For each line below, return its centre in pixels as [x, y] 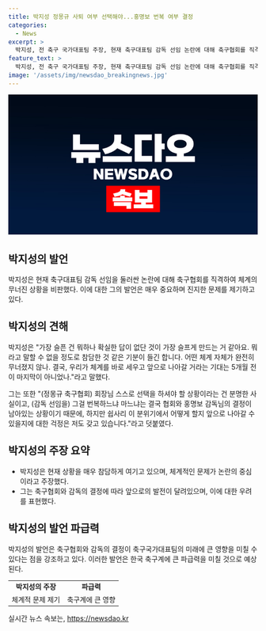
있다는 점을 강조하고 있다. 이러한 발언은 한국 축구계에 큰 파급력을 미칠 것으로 [125, 559]
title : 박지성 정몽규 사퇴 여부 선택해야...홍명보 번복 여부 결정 [101, 17]
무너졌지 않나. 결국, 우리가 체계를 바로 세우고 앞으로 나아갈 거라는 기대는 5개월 [128, 367]
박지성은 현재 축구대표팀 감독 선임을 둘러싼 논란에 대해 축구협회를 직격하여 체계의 [133, 279]
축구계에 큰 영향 [91, 599]
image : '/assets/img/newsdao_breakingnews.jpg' [88, 75]
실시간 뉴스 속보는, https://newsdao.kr [68, 618]
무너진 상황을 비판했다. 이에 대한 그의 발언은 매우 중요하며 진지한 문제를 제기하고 [132, 290]
